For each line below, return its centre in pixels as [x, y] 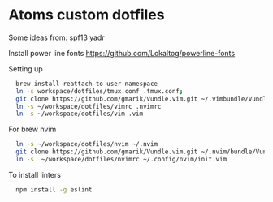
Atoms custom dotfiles [87, 15]
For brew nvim [32, 129]
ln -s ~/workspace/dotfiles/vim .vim [80, 114]
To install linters [35, 174]
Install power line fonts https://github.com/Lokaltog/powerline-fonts [122, 53]
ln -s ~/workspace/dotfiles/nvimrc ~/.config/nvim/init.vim [121, 160]
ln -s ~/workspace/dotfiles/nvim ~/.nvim [87, 144]
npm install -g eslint [54, 189]
